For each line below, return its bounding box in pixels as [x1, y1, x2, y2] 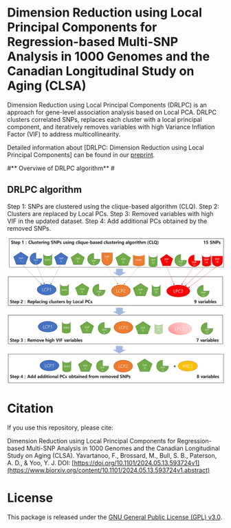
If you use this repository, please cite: [7, 423, 113, 432]
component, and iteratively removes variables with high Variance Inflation [7, 123, 215, 131]
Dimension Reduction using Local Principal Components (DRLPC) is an [7, 101, 208, 109]
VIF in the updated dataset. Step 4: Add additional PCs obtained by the [7, 217, 208, 225]
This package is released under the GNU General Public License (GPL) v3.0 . [7, 513, 223, 521]
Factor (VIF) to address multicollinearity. [7, 129, 121, 138]
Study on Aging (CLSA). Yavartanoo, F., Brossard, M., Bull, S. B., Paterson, [7, 451, 217, 459]
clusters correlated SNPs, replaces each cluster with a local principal [7, 115, 202, 123]
